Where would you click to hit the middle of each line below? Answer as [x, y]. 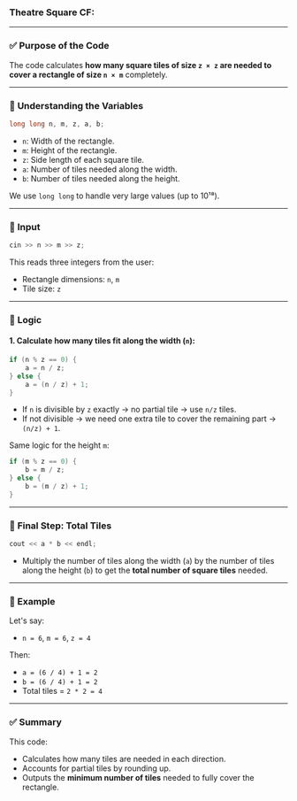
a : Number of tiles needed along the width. [100, 169]
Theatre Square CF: [52, 12]
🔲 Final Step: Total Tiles [61, 526]
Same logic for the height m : [59, 445]
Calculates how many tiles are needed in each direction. [124, 759]
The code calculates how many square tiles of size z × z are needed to [141, 65]
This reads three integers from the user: [82, 262]
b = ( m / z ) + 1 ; [57, 487]
